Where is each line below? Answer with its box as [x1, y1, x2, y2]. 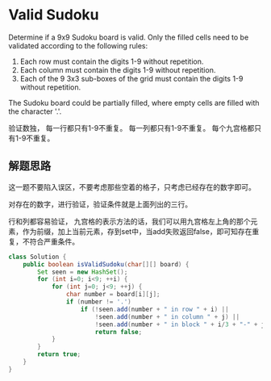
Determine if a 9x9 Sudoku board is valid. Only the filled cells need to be [8, 32, 249, 42]
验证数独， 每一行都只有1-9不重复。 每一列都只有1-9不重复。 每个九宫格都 [8, 123, 255, 132]
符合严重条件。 [29, 237, 79, 246]
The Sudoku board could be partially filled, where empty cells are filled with [8, 98, 260, 107]
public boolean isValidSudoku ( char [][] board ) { [23, 260, 190, 268]
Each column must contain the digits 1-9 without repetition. [19, 65, 216, 74]
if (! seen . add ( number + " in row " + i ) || [80, 305, 229, 313]
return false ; [94, 328, 143, 336]
